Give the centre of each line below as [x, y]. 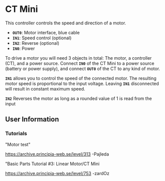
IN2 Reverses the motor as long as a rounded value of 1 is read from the [79, 98]
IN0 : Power [23, 48]
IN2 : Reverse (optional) [36, 43]
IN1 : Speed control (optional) [42, 38]
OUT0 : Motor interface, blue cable [46, 32]
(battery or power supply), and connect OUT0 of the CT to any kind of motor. [83, 69]
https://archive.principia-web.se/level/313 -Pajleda [57, 154]
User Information [32, 120]
